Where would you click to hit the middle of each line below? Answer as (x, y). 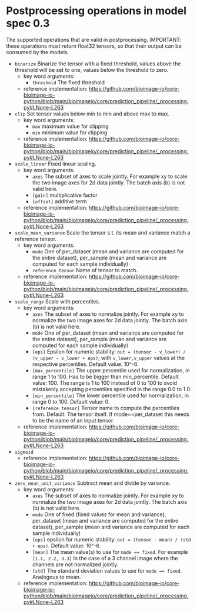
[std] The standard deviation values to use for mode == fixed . (107, 570)
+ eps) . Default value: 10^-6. (66, 546)
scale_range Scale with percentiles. (57, 301)
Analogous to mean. (56, 577)
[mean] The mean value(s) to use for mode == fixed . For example (110, 551)
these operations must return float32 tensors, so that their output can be (94, 46)
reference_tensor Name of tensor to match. (85, 270)
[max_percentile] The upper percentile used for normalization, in (111, 370)
